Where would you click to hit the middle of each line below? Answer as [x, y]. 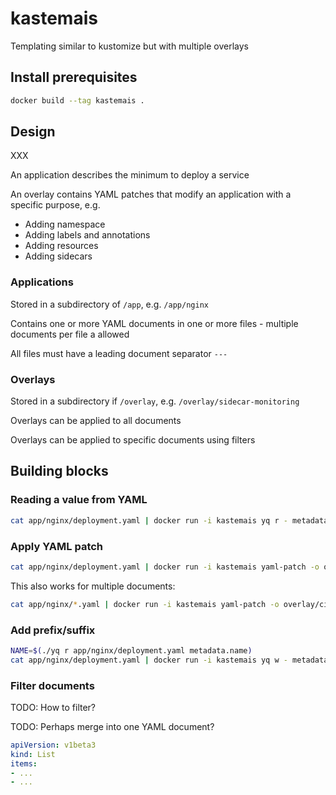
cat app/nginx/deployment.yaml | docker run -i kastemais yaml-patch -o [165, 567]
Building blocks [59, 471]
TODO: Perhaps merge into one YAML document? [112, 726]
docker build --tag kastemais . [77, 100]
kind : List [33, 754]
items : [24, 763]
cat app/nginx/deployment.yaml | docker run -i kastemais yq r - [149, 520]
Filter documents [52, 685]
